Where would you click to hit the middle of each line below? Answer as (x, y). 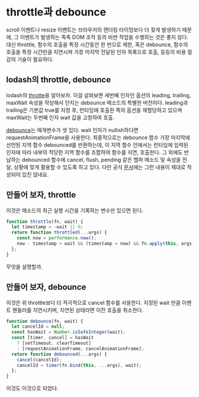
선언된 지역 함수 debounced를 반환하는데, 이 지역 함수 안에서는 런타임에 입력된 (97, 145)
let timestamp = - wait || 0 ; (47, 227)
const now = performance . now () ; (57, 238)
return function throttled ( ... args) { (60, 233)
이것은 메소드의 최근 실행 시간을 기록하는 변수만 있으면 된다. (75, 210)
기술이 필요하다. (35, 59)
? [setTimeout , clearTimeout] (54, 343)
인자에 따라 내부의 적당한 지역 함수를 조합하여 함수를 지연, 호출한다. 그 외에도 (94, 152)
